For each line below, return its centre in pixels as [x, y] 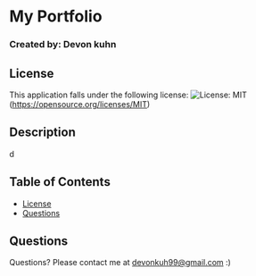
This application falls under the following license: [99, 95]
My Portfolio [56, 17]
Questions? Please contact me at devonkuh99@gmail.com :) [120, 263]
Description [42, 133]
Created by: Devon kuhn [63, 45]
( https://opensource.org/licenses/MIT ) [80, 104]
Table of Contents [60, 182]
